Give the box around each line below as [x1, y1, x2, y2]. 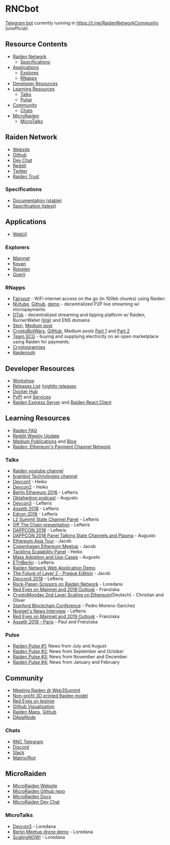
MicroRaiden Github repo [12, 788, 65, 794]
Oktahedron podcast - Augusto [12, 495, 78, 501]
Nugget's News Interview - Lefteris [12, 608, 86, 614]
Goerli [12, 271, 26, 277]
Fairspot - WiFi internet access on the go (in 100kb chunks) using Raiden [12, 295, 165, 302]
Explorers [5, 244, 30, 251]
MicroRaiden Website [12, 783, 57, 789]
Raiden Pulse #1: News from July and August [12, 643, 107, 649]
